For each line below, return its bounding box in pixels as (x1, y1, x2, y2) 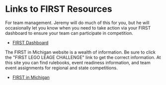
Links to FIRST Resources (5, 3, 112, 15)
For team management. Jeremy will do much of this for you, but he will (5, 20, 150, 26)
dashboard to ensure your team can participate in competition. (5, 30, 133, 36)
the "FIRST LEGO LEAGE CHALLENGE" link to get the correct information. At (5, 54, 161, 60)
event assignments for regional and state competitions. (5, 65, 118, 71)
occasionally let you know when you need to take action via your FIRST (5, 25, 151, 30)
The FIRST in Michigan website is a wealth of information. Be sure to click (5, 49, 156, 55)
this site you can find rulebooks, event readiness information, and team (5, 59, 151, 65)
